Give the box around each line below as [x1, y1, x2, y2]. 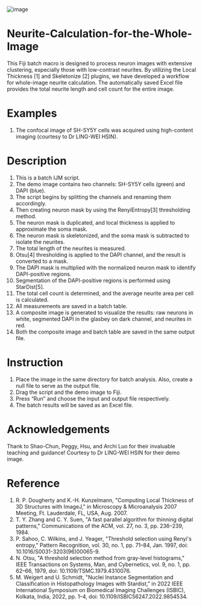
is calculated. [15, 296, 49, 303]
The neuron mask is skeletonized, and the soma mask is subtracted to [15, 231, 189, 239]
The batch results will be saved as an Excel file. [15, 401, 133, 408]
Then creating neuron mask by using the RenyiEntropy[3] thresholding [15, 206, 191, 213]
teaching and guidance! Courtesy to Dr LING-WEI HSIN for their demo [7, 449, 180, 456]
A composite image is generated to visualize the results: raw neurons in [15, 309, 194, 316]
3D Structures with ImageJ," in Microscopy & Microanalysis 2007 [15, 503, 177, 510]
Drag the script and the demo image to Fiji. [15, 388, 122, 396]
